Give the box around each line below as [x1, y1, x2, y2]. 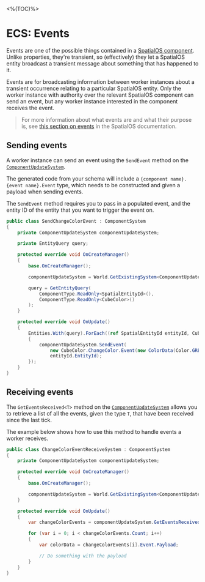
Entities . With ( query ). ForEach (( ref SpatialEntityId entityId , [28, 330, 190, 336]
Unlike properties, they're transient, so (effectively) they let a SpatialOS [6, 53, 185, 61]
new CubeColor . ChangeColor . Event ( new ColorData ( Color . [49, 347, 192, 354]
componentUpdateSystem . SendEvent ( [38, 341, 127, 348]
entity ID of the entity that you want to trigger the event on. [6, 206, 154, 214]
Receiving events [6, 387, 74, 397]
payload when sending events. [6, 188, 84, 195]
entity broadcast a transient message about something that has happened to [6, 59, 199, 67]
